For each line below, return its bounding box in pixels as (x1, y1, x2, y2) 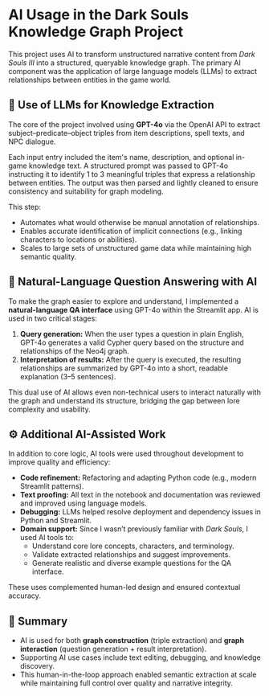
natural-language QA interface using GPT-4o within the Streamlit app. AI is (8, 305, 259, 314)
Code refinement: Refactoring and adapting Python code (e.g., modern (19, 473, 257, 483)
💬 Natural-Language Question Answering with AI (8, 275, 258, 289)
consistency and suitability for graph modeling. (8, 186, 164, 196)
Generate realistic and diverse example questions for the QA (31, 559, 231, 568)
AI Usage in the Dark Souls (8, 6, 189, 24)
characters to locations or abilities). (19, 235, 137, 244)
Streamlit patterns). (19, 481, 84, 491)
